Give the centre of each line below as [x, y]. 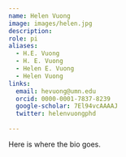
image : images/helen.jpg [50, 23]
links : [20, 83]
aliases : [23, 46]
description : [30, 31]
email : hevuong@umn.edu [56, 91]
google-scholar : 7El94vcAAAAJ [67, 106]
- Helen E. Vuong [45, 69]
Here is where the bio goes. [55, 144]
